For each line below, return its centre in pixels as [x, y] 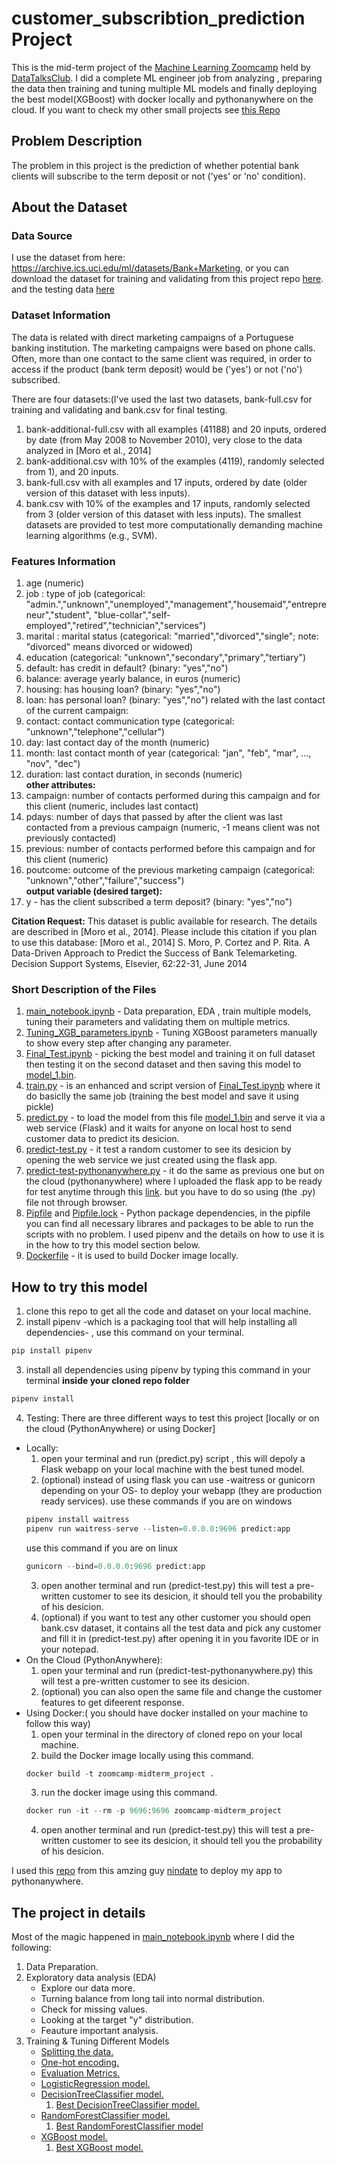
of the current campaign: [77, 711]
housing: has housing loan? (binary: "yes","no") [123, 689]
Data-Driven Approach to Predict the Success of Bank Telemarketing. [154, 953]
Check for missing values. [94, 2009]
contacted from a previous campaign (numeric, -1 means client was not [173, 828]
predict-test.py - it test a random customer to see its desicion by [158, 1149]
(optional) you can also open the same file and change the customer [181, 1691]
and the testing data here [63, 289]
